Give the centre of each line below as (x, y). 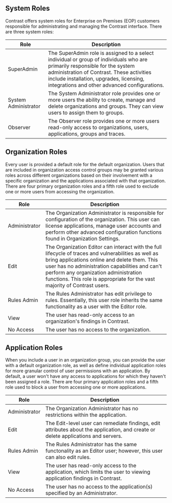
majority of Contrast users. (78, 285)
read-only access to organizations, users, (98, 127)
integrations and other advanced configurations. (106, 85)
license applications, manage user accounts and (103, 226)
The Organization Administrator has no (92, 409)
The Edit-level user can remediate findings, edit (103, 424)
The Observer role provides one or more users (104, 121)
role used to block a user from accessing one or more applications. (76, 387)
